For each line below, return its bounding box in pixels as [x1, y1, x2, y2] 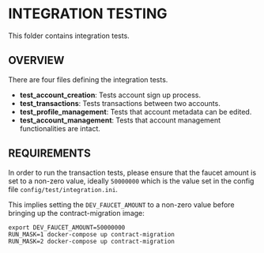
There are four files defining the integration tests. [8, 74, 168, 84]
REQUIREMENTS [8, 147, 91, 160]
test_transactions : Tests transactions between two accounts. [19, 98, 221, 108]
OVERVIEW [8, 54, 65, 67]
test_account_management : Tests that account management [19, 115, 221, 125]
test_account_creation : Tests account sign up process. [19, 90, 202, 100]
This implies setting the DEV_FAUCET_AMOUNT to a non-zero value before [8, 199, 235, 210]
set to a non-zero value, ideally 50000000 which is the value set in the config [8, 176, 255, 186]
